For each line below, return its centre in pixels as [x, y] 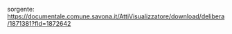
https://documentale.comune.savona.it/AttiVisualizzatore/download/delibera [116, 16]
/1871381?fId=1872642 [39, 23]
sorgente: [21, 9]
